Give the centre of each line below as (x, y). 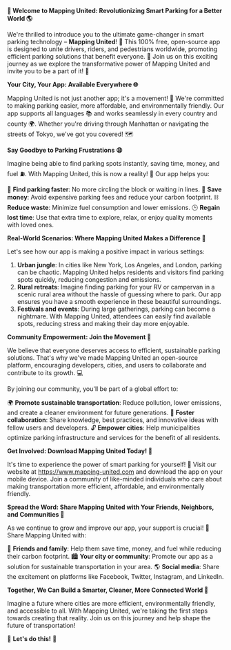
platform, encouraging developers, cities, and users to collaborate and (107, 365)
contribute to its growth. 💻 (45, 373)
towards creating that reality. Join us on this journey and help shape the (109, 618)
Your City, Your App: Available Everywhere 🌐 (73, 84)
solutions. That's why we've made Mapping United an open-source (103, 358)
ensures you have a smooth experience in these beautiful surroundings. (119, 302)
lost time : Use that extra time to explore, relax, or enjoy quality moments (110, 217)
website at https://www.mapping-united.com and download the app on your (115, 472)
